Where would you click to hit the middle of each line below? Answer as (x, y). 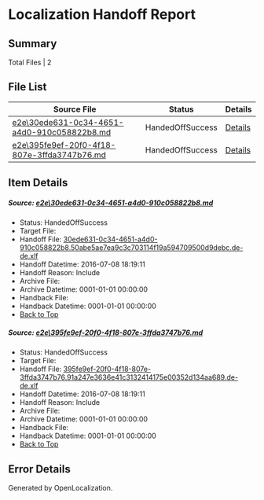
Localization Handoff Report (102, 15)
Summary (33, 44)
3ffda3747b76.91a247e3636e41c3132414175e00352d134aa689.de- (128, 377)
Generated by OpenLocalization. (60, 487)
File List (27, 87)
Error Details (39, 469)
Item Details (38, 183)
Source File (75, 109)
